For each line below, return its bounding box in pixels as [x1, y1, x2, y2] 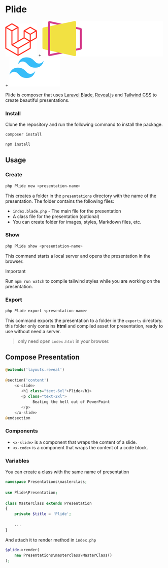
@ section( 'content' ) [5, 378, 49, 383]
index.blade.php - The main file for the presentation [12, 208, 121, 214]
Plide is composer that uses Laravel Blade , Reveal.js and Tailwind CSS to [5, 92, 157, 98]
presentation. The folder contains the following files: [5, 198, 115, 204]
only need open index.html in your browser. [17, 338, 110, 344]
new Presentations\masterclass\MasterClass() [14, 553, 113, 558]
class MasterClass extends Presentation [5, 501, 92, 506]
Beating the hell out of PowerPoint [32, 399, 110, 404]
